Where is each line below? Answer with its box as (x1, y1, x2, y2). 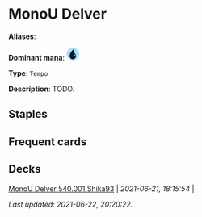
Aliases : (8, 31, 36, 41)
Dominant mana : (8, 52, 65, 62)
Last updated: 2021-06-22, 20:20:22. (8, 199, 133, 209)
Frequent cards (8, 135, 87, 148)
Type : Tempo (8, 68, 48, 77)
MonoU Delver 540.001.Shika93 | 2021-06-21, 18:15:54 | (8, 183, 195, 194)
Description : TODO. (8, 84, 75, 94)
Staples (8, 107, 48, 121)
